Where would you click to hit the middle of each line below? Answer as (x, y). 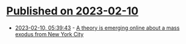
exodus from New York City (49, 34)
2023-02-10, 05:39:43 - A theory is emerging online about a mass (97, 28)
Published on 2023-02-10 (72, 11)
